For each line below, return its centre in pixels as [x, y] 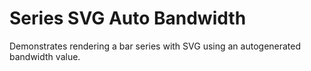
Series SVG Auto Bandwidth [128, 18]
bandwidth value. [45, 56]
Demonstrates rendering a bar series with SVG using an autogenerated [155, 46]
